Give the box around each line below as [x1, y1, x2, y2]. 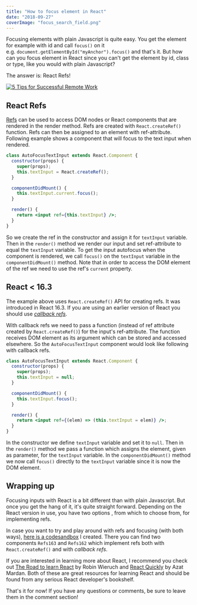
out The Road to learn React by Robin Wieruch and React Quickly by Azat [6, 563, 183, 570]
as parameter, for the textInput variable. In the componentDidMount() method [6, 451, 191, 458]
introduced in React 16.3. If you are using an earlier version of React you [6, 304, 181, 311]
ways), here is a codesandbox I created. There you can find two [6, 533, 161, 540]
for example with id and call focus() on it [6, 42, 105, 49]
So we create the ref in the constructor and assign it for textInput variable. [6, 234, 188, 241]
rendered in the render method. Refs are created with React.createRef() [6, 122, 181, 129]
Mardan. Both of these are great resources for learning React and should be [6, 569, 190, 577]
